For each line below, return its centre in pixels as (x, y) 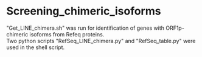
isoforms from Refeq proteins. (67, 34)
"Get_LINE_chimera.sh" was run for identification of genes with (85, 28)
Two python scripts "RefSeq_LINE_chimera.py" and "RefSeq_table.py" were (101, 41)
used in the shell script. (36, 47)
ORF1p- (175, 28)
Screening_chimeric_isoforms (84, 11)
